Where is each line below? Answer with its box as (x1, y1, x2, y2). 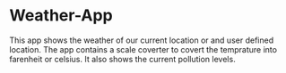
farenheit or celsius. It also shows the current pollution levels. (9, 53, 236, 64)
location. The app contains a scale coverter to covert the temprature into (9, 44, 278, 54)
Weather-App (9, 5, 114, 26)
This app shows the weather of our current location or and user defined (9, 35, 274, 45)
